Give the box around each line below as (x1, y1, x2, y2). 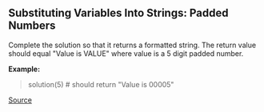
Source (8, 95, 32, 105)
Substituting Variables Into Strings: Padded (8, 6, 229, 20)
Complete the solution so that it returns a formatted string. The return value (8, 40, 257, 50)
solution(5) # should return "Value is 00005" (27, 79, 174, 89)
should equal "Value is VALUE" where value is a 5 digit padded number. (8, 48, 244, 58)
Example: (8, 64, 41, 74)
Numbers (8, 19, 56, 33)
